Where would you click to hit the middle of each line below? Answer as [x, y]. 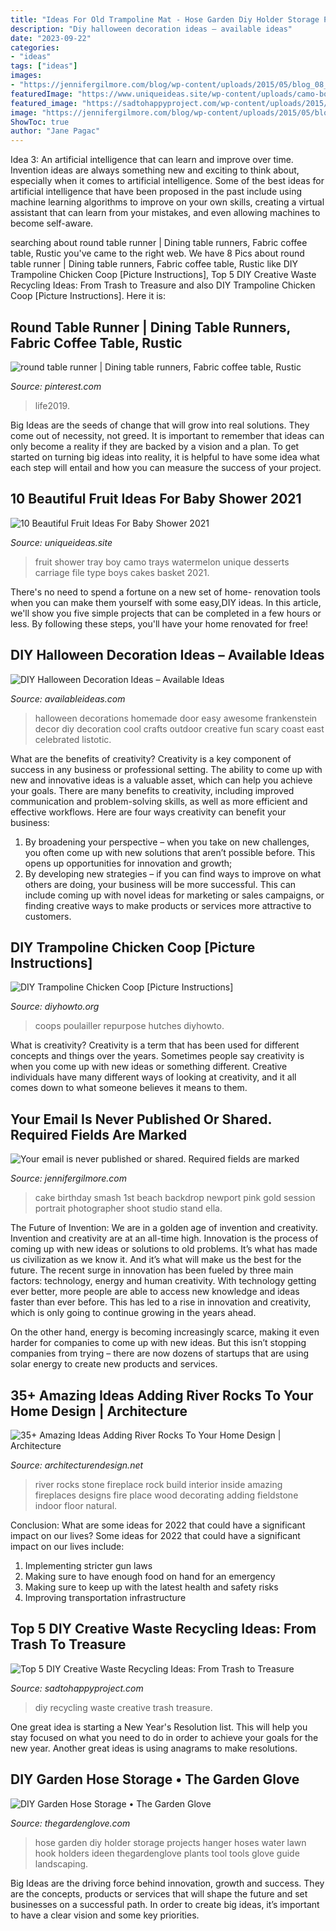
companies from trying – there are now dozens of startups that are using [160, 1353]
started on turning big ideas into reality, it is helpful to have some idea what [165, 457]
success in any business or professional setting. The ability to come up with [166, 769]
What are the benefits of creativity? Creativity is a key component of [151, 758]
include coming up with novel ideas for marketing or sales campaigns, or [174, 895]
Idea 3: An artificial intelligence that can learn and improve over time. [152, 160]
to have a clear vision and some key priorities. [105, 1915]
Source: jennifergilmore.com [68, 1178]
